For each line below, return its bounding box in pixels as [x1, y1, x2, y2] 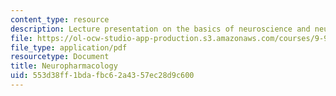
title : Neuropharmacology [10, 61, 118, 71]
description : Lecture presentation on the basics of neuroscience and [10, 24, 311, 34]
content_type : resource [10, 14, 110, 25]
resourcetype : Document [10, 52, 110, 62]
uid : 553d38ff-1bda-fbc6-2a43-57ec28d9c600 [10, 71, 195, 81]
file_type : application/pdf [10, 42, 128, 53]
